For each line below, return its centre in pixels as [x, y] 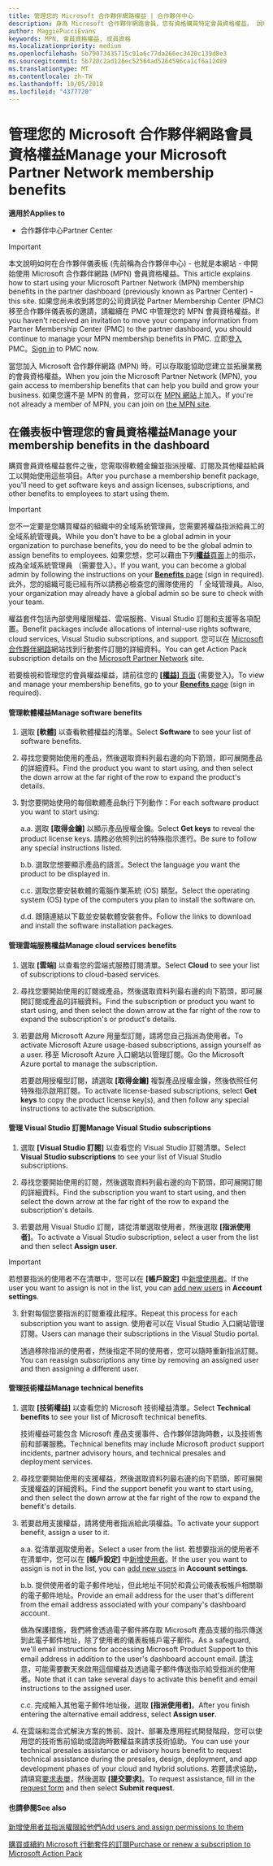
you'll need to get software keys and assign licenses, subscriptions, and [129, 485]
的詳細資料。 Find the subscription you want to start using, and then [133, 1192]
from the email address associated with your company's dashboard [133, 1604]
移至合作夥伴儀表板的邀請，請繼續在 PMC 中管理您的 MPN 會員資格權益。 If [134, 311]
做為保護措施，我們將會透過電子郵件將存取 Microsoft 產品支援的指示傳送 [141, 1629]
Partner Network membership [111, 172]
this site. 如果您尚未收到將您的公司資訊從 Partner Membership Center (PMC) [136, 301]
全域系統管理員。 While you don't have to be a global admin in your [120, 537]
